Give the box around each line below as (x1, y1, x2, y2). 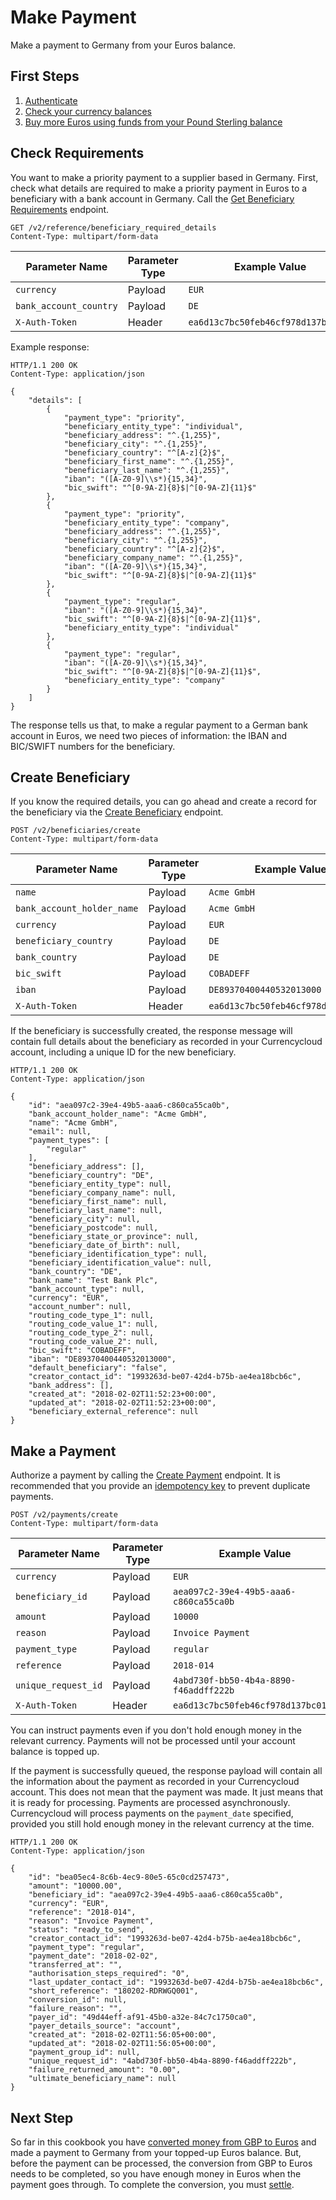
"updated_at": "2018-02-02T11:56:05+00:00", (28, 2039, 217, 2049)
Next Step (10, 2109, 74, 2126)
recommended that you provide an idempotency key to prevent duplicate (10, 1480, 311, 1492)
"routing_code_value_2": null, (28, 1337, 159, 1347)
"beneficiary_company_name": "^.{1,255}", (63, 552, 244, 563)
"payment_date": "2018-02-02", (28, 1951, 159, 1961)
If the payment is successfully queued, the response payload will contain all (10, 1765, 323, 1777)
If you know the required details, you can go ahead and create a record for (10, 796, 317, 808)
